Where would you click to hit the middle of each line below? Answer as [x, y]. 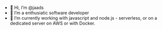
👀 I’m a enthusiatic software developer [49, 13]
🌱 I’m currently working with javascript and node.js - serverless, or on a [83, 18]
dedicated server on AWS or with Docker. [52, 23]
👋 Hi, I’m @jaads [27, 8]
